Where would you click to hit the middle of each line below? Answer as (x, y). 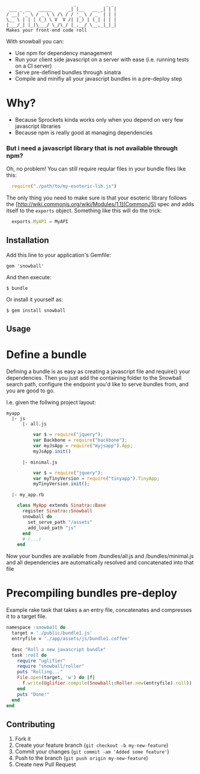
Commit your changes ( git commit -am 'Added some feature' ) (92, 752)
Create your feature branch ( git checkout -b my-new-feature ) (92, 745)
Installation (28, 240)
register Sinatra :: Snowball (57, 511)
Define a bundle (47, 355)
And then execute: (29, 277)
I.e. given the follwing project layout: (51, 403)
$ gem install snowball (36, 310)
